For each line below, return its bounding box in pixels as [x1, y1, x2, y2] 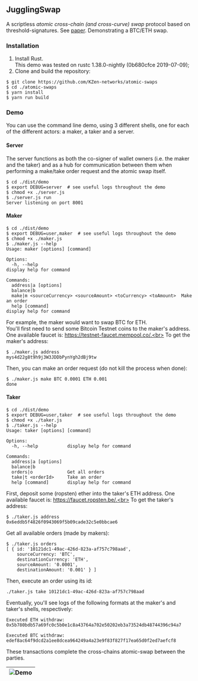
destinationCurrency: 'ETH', [17, 557, 89, 562]
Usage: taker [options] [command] [6, 428, 92, 434]
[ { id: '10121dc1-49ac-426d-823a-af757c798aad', [6, 546, 132, 552]
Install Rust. [14, 55, 43, 62]
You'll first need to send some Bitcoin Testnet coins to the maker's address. [6, 325, 191, 332]
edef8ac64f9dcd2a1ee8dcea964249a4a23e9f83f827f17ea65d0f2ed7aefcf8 [6, 638, 177, 644]
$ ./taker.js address [6, 514, 60, 520]
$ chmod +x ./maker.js [6, 235, 62, 242]
